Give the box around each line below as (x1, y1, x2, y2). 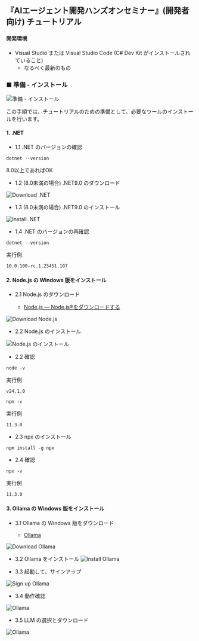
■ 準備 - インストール (6, 80, 68, 88)
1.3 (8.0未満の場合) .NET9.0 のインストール (14, 204, 120, 211)
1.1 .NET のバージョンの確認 (14, 144, 82, 151)
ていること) (14, 56, 43, 64)
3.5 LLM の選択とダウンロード (14, 616, 89, 624)
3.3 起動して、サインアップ (14, 567, 82, 575)
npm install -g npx (6, 445, 55, 451)
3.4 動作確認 (14, 592, 46, 599)
